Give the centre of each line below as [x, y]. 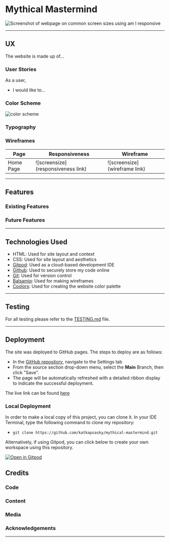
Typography [21, 127]
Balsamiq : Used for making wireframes [53, 281]
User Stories [21, 69]
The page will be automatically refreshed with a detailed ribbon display [86, 378]
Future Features [25, 220]
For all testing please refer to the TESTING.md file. [58, 319]
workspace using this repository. [39, 447]
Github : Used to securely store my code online [61, 270]
